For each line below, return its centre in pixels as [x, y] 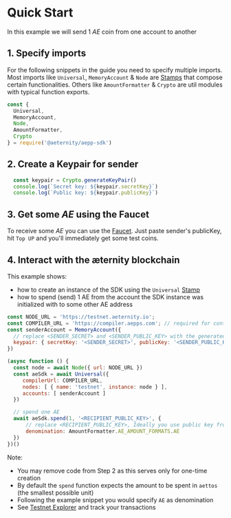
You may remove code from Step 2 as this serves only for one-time [112, 471]
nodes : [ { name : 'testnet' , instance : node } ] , [95, 387]
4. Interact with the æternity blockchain [93, 260]
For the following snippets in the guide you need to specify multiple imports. [115, 69]
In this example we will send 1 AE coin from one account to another [102, 32]
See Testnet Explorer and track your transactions [86, 507]
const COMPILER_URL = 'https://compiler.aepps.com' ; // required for [109, 323]
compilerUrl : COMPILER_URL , [63, 380]
